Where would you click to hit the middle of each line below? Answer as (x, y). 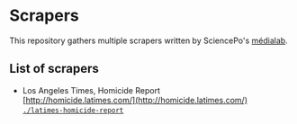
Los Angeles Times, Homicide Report (91, 90)
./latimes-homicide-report (73, 110)
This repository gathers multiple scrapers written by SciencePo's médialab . (148, 40)
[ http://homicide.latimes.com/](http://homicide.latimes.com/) (135, 100)
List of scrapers (54, 69)
